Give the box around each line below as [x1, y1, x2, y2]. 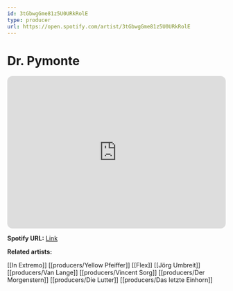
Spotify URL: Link [7, 234, 58, 242]
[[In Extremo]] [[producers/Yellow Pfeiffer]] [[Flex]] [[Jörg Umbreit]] [7, 261, 201, 270]
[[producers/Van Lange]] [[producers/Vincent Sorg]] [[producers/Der [7, 268, 205, 277]
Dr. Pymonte [7, 53, 80, 69]
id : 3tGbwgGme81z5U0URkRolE [7, 10, 89, 17]
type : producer [7, 17, 51, 24]
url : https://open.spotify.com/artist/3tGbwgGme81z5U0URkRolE [7, 23, 191, 30]
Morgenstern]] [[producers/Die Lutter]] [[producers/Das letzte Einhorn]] [7, 276, 213, 284]
